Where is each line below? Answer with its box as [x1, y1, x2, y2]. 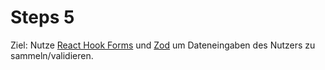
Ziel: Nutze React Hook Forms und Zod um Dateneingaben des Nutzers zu [10, 39, 316, 51]
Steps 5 [10, 6, 75, 29]
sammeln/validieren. [10, 49, 94, 61]
